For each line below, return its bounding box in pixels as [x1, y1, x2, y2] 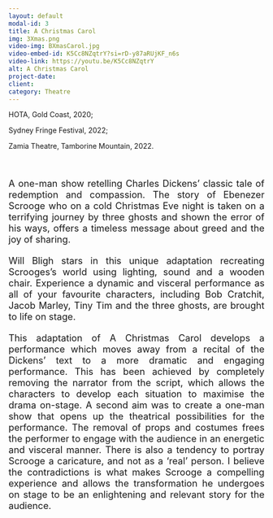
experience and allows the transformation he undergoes [8, 477, 265, 490]
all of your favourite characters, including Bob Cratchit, [8, 288, 265, 301]
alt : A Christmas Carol [8, 65, 89, 73]
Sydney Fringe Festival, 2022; [8, 125, 108, 135]
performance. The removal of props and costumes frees [8, 421, 265, 433]
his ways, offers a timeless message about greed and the [8, 222, 265, 234]
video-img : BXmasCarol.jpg [8, 42, 100, 50]
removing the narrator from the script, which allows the [8, 377, 265, 389]
